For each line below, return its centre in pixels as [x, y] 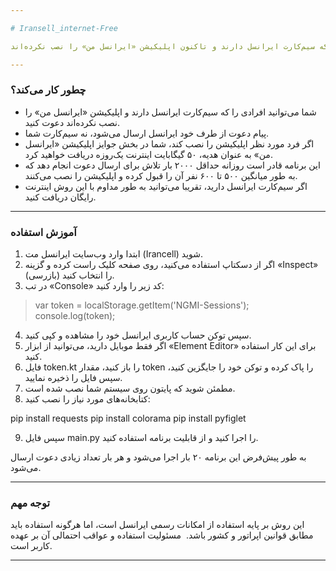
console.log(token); [75, 316]
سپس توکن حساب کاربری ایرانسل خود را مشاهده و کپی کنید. [138, 335]
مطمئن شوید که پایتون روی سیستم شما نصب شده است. [130, 388]
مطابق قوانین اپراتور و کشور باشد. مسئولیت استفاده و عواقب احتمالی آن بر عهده [162, 535]
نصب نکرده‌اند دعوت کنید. [72, 122]
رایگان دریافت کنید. [60, 197]
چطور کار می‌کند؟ [48, 90]
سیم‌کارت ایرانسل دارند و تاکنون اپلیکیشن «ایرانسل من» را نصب [182, 46]
